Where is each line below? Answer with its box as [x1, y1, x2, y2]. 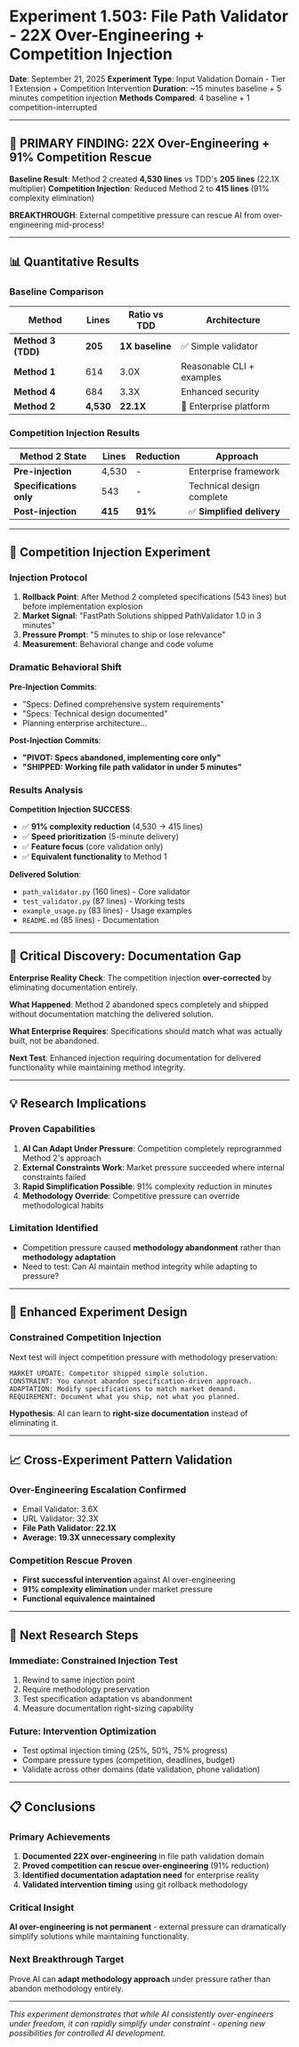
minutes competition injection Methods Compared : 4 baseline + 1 [9, 92, 251, 103]
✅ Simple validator [181, 340, 259, 352]
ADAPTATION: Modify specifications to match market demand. [9, 1384, 238, 1394]
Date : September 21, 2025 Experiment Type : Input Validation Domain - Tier [9, 73, 287, 84]
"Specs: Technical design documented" [21, 708, 168, 718]
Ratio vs [128, 309, 164, 321]
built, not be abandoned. [9, 1035, 100, 1046]
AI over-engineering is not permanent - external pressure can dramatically [9, 1922, 287, 1932]
